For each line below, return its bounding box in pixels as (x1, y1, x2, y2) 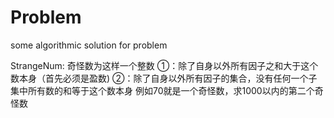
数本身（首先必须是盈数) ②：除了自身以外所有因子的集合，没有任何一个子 (10, 72, 318, 84)
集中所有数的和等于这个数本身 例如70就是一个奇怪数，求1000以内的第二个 (10, 84, 315, 96)
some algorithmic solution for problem (10, 39, 168, 51)
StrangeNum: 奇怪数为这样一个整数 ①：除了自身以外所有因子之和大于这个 (10, 59, 319, 71)
